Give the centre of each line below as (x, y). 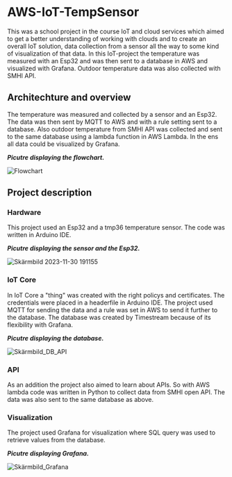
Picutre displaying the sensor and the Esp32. (74, 248)
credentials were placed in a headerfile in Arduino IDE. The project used (110, 302)
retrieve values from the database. (56, 440)
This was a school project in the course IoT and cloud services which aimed (116, 31)
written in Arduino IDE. (39, 235)
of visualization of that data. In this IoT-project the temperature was (103, 54)
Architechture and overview (69, 98)
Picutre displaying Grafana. (48, 453)
